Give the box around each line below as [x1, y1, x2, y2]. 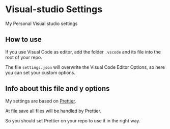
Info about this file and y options [5, 84, 110, 93]
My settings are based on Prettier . [5, 98, 76, 104]
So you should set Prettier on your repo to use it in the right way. [5, 117, 140, 123]
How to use [5, 35, 42, 44]
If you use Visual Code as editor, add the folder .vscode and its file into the [5, 48, 161, 55]
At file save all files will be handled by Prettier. [5, 108, 102, 114]
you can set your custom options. [5, 69, 75, 75]
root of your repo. [5, 54, 42, 60]
